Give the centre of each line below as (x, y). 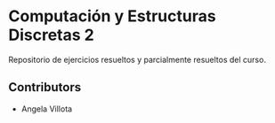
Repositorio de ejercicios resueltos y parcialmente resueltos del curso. (137, 59)
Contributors (45, 87)
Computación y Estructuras (112, 16)
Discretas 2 (51, 35)
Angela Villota (47, 109)
